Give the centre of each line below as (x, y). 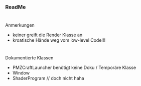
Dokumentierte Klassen (29, 58)
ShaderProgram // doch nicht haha (48, 78)
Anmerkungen (20, 25)
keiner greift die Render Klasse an (47, 35)
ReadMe (16, 7)
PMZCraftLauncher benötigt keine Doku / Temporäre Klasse (74, 68)
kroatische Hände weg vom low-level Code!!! (59, 40)
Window (21, 73)
